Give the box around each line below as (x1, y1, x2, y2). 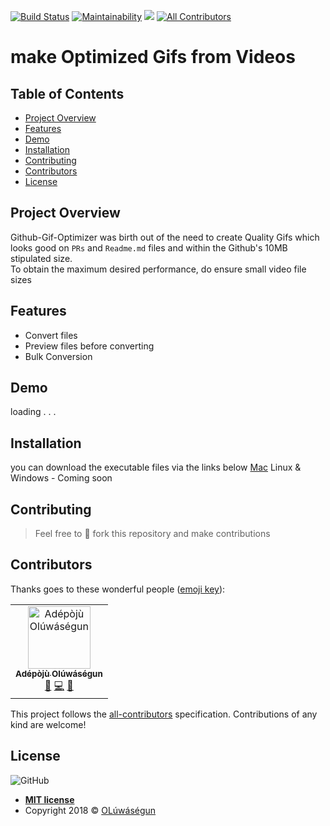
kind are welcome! (10, 718, 87, 730)
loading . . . (10, 406, 57, 418)
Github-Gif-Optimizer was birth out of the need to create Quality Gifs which (10, 231, 320, 243)
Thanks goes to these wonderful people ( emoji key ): (10, 583, 226, 595)
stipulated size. (10, 252, 73, 264)
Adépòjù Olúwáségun (15, 668, 103, 679)
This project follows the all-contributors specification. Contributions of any (10, 708, 318, 720)
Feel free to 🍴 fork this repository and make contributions (34, 528, 271, 540)
